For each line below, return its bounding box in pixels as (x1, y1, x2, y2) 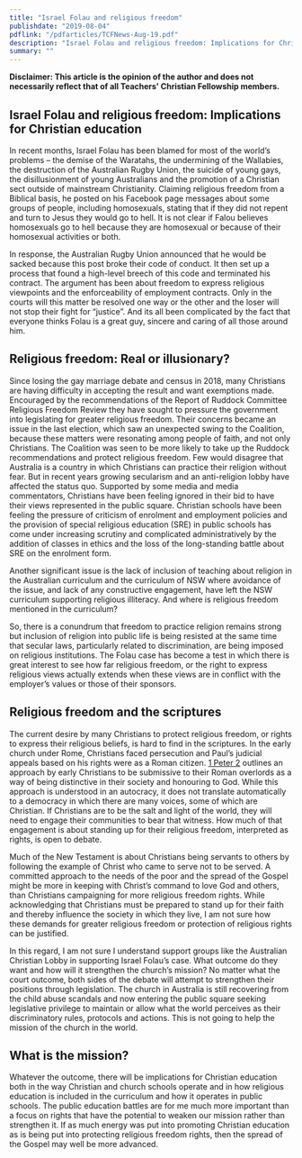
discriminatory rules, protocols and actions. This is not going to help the (9, 1012, 276, 1023)
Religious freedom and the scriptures (9, 705, 222, 720)
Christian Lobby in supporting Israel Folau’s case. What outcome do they (9, 954, 279, 965)
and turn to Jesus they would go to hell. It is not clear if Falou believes (9, 212, 269, 223)
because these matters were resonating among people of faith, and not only (9, 433, 291, 443)
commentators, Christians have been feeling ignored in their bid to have (9, 490, 275, 501)
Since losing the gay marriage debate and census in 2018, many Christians (9, 375, 286, 386)
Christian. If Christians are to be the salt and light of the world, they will (9, 805, 272, 816)
